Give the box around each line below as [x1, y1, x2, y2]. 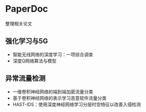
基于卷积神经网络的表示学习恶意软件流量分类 [12, 95, 107, 101]
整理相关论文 [5, 20, 32, 26]
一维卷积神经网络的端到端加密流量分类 [12, 89, 93, 95]
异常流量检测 [5, 74, 46, 83]
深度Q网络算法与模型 [12, 58, 57, 64]
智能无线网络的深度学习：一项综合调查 [12, 51, 93, 58]
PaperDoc [5, 3, 48, 15]
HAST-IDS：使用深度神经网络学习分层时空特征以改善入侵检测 [12, 101, 141, 107]
